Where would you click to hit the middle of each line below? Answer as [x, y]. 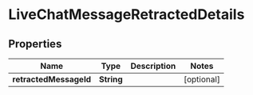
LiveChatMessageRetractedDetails [126, 15]
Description [153, 66]
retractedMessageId [52, 79]
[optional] [202, 79]
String [111, 79]
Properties [35, 44]
